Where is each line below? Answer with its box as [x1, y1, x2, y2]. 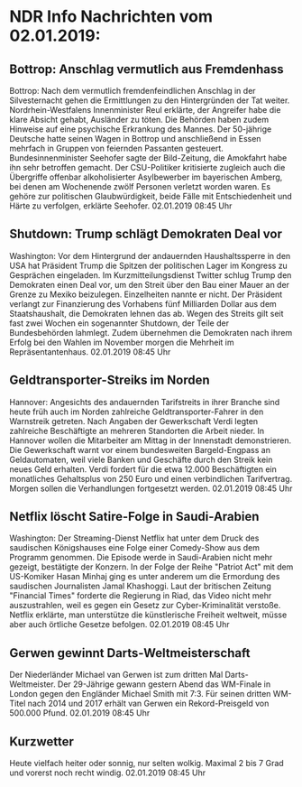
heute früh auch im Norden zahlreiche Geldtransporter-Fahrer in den [9, 406, 264, 417]
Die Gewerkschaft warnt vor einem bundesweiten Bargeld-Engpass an [9, 444, 270, 455]
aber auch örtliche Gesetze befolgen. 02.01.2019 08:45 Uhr [9, 619, 230, 630]
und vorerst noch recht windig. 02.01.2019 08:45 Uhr [9, 767, 206, 778]
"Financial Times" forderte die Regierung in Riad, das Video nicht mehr [9, 590, 272, 601]
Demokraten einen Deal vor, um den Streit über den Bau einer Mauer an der [9, 279, 290, 290]
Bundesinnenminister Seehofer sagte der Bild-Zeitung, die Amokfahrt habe [9, 153, 288, 163]
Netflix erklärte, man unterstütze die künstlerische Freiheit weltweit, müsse [9, 609, 288, 620]
